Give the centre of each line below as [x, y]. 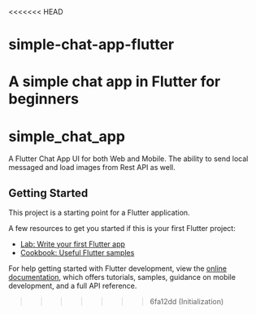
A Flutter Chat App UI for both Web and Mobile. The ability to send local [128, 159]
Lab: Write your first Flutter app [73, 244]
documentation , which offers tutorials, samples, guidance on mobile [122, 277]
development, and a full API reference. [73, 286]
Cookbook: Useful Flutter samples [77, 253]
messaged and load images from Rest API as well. [92, 168]
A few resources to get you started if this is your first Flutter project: [122, 229]
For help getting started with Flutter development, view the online [118, 268]
